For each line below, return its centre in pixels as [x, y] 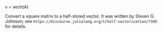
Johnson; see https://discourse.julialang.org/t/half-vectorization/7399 [81, 21]
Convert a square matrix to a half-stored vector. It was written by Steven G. [80, 16]
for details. [16, 26]
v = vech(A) [17, 7]
